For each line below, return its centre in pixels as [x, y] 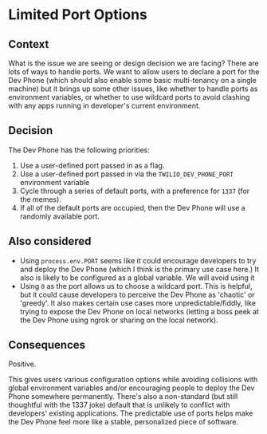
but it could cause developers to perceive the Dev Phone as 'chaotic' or [137, 294]
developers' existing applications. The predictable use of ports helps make [131, 413]
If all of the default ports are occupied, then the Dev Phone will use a [132, 207]
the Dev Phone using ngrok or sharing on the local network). [119, 320]
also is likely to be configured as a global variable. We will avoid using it [137, 278]
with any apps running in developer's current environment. [104, 106]
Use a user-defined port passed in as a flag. [92, 165]
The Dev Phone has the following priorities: [79, 150]
